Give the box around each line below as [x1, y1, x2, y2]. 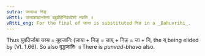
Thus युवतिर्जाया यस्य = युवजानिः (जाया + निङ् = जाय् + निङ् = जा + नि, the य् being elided [6, 37, 199, 44]
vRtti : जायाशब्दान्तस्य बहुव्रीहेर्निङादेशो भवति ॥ [6, 14, 94, 20]
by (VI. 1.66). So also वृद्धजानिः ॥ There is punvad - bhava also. [6, 43, 155, 51]
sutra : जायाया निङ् [6, 8, 47, 15]
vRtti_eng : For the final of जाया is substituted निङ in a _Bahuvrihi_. [6, 20, 191, 26]
